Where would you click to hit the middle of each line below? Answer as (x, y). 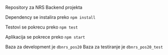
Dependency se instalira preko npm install (50, 17)
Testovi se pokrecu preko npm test (41, 27)
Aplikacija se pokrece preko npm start (45, 37)
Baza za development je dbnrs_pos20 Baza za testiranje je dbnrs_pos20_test (84, 47)
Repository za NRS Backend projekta (44, 7)
